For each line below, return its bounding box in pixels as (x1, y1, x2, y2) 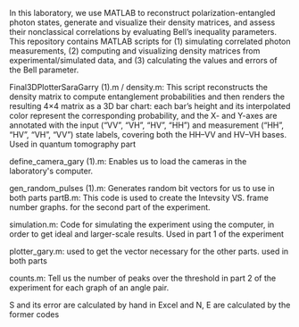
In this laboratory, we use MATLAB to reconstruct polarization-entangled (9, 8, 276, 18)
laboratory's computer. (9, 165, 94, 176)
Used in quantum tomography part (9, 138, 137, 149)
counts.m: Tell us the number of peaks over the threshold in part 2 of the (9, 272, 277, 283)
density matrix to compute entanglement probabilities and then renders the (9, 91, 286, 102)
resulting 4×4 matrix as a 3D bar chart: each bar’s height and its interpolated (9, 101, 291, 111)
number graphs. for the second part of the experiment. (9, 202, 212, 213)
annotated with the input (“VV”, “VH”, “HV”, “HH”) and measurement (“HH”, (9, 120, 284, 130)
